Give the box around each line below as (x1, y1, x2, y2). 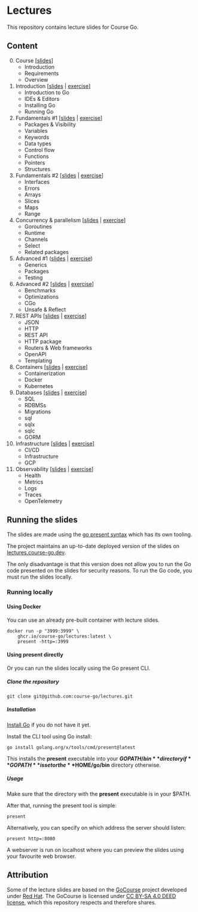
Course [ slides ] (15, 56, 53, 64)
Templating (24, 357, 53, 364)
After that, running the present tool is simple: (7, 801, 117, 809)
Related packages (24, 248, 69, 255)
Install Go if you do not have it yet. (7, 721, 92, 728)
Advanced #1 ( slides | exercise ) (15, 255, 93, 262)
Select (24, 242, 41, 249)
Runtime (24, 229, 45, 236)
